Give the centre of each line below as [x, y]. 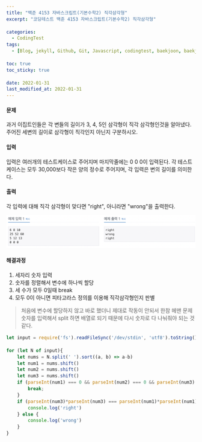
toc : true [19, 63]
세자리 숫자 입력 [33, 275]
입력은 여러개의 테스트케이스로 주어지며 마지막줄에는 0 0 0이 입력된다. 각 [91, 162]
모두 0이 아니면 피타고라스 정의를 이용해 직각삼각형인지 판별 [85, 298]
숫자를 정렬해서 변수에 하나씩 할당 [54, 283]
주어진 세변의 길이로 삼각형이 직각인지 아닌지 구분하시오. [72, 132]
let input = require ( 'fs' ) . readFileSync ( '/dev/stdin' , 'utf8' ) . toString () [102, 338]
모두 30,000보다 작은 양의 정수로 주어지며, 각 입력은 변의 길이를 [101, 169]
